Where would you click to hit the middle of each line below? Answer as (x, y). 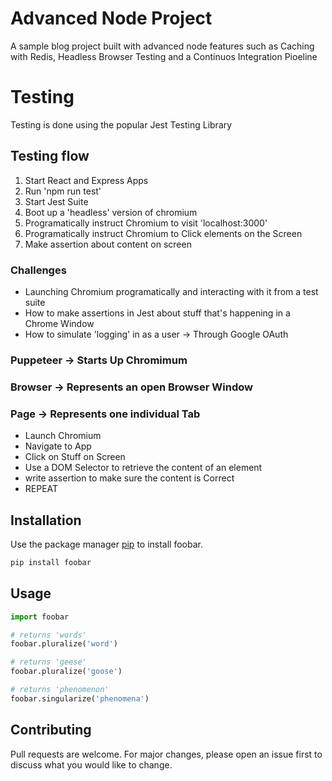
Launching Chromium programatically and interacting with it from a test (171, 291)
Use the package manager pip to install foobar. (106, 544)
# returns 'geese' (48, 662)
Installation (46, 520)
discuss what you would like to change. (91, 764)
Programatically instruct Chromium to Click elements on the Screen (163, 233)
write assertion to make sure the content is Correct (129, 478)
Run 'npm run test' (63, 191)
